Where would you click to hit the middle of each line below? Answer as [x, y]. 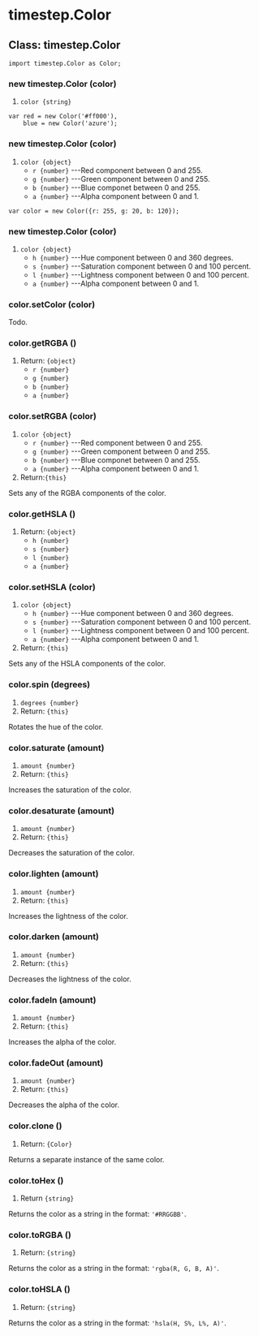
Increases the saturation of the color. [70, 790]
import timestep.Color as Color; [65, 63]
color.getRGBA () [43, 343]
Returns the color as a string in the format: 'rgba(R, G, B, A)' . [114, 1269]
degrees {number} [50, 703]
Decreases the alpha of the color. [64, 1105]
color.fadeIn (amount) [52, 1000]
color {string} [46, 102]
